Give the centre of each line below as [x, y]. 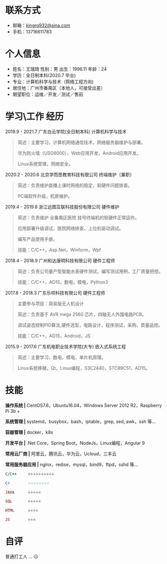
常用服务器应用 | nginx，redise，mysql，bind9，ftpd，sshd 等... [72, 464]
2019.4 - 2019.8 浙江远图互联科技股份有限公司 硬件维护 [62, 207]
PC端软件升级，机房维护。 [45, 196]
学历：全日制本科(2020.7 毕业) [44, 75]
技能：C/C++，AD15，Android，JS [54, 336]
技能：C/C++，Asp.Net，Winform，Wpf [59, 250]
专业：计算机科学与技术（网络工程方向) [53, 81]
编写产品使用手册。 [37, 239]
